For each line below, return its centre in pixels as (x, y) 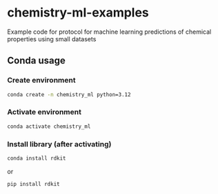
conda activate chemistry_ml (49, 126)
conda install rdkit (37, 158)
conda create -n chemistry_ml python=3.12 (69, 94)
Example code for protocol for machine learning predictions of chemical (109, 32)
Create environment (41, 80)
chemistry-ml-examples (78, 13)
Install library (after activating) (59, 144)
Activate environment (44, 112)
